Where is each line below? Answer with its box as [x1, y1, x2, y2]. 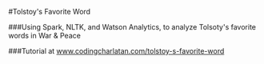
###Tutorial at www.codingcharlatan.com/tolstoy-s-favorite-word [8, 46, 225, 55]
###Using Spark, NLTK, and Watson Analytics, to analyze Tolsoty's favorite [8, 22, 256, 31]
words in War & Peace [8, 31, 82, 40]
